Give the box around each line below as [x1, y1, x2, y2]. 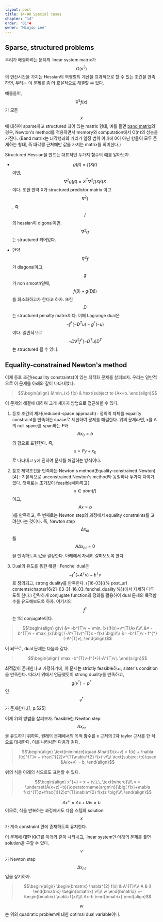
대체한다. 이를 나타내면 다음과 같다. [14, 739, 80, 745]
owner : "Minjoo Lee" [5, 25, 47, 30]
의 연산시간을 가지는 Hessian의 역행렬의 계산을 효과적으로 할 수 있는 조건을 [5, 74, 147, 79]
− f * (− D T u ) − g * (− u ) [66, 320, 104, 327]
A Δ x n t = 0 [75, 544, 96, 550]
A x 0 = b [77, 431, 93, 437]
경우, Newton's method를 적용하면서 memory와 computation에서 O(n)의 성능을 [5, 130, 158, 135]
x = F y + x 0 [74, 448, 97, 455]
